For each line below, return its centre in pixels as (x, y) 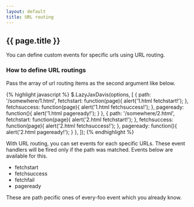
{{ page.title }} (33, 41)
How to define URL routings (46, 70)
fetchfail (25, 179)
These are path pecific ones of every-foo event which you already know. (94, 197)
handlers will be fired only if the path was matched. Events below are (90, 149)
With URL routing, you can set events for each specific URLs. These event (96, 143)
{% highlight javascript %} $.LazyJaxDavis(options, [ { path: (78, 94)
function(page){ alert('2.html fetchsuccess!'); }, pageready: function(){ (92, 126)
